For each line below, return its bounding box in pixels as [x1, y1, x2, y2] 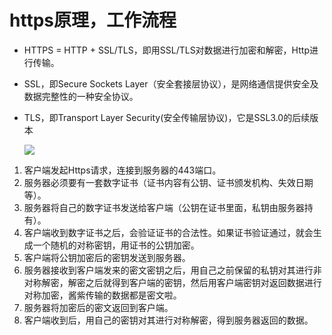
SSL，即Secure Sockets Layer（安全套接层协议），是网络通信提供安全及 [23, 77, 319, 90]
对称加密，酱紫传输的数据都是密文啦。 [23, 289, 182, 301]
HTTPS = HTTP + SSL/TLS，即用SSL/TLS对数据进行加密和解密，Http [23, 44, 310, 56]
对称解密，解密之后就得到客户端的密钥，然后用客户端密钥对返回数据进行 [23, 276, 322, 288]
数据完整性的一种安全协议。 [23, 90, 139, 102]
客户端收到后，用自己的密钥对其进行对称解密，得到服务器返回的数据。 [23, 314, 314, 326]
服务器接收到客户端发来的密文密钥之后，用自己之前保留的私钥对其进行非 [23, 264, 322, 276]
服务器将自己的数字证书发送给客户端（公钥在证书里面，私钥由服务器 [23, 201, 305, 213]
